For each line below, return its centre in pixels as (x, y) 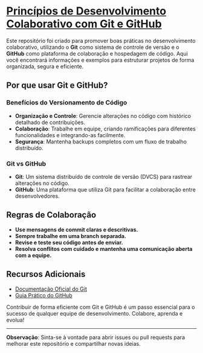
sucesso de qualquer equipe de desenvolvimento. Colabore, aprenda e (95, 313)
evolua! (15, 320)
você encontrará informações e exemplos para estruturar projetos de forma (100, 60)
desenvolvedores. (37, 196)
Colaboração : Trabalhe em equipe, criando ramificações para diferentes (105, 129)
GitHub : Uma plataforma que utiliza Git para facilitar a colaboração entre (105, 189)
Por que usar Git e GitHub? (57, 86)
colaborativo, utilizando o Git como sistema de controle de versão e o (93, 47)
